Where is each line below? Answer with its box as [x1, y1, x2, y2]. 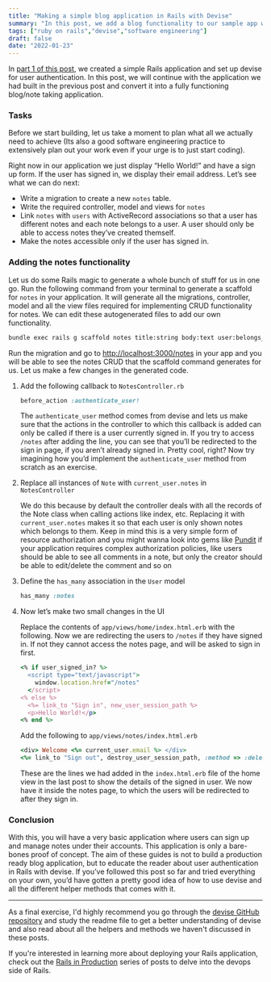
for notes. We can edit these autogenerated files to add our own [8, 309, 221, 319]
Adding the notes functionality [8, 257, 131, 268]
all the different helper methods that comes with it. [8, 884, 176, 894]
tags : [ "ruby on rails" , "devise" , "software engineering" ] [8, 27, 207, 35]
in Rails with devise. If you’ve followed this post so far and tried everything [8, 867, 256, 876]
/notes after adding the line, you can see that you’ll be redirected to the [19, 437, 257, 446]
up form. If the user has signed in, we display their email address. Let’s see [8, 169, 256, 179]
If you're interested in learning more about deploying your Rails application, [8, 949, 258, 959]
